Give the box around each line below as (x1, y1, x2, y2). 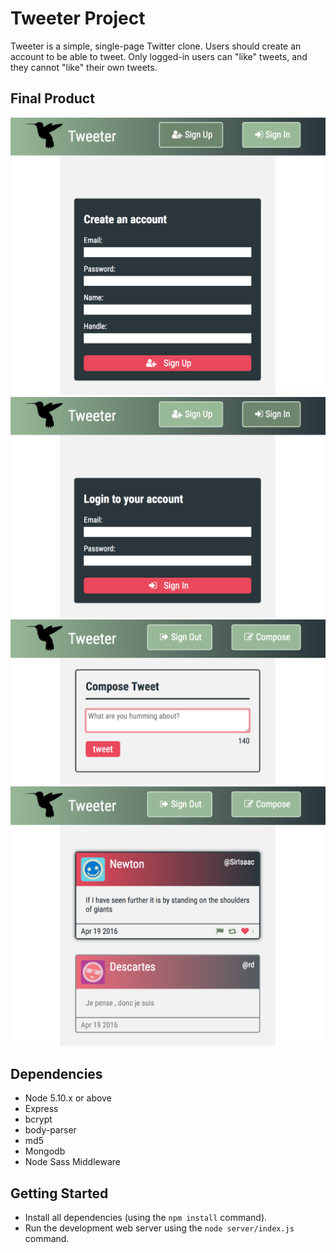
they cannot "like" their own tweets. (10, 61, 158, 73)
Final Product (10, 90, 95, 107)
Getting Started (10, 1185, 109, 1202)
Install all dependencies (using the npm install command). (24, 1212, 268, 1224)
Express (24, 1103, 59, 1115)
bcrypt (24, 1113, 53, 1126)
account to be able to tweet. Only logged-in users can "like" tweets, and (10, 50, 308, 62)
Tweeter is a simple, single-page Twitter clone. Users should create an (10, 40, 302, 52)
